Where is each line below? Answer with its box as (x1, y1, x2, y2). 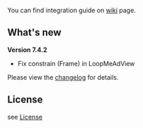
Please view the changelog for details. (7, 73, 119, 81)
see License (7, 112, 42, 121)
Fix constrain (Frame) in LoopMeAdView (17, 59, 135, 68)
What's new (7, 26, 62, 38)
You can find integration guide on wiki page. (7, 6, 136, 14)
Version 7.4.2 (7, 46, 47, 54)
